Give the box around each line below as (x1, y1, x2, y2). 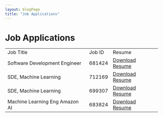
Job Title (7, 49, 28, 56)
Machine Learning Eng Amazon (7, 98, 79, 105)
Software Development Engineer (7, 60, 81, 66)
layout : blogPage (5, 7, 40, 12)
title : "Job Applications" (5, 12, 60, 16)
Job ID (89, 49, 104, 56)
